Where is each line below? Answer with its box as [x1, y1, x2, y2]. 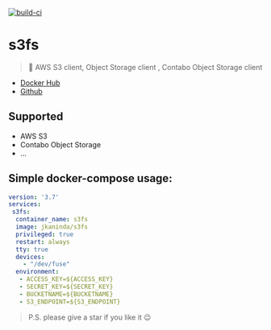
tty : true [15, 245, 48, 254]
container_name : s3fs [15, 216, 89, 224]
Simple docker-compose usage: [8, 171, 173, 185]
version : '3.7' [8, 193, 60, 201]
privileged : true [15, 230, 74, 238]
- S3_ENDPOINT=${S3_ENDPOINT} [19, 298, 121, 306]
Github [19, 86, 43, 96]
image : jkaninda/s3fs [15, 223, 89, 231]
